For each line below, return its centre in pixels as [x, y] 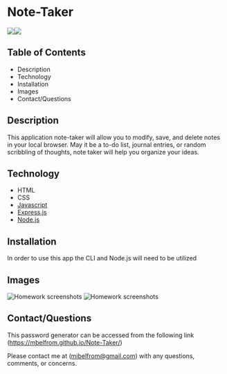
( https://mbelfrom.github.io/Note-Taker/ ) [65, 342]
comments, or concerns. [42, 363]
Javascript [32, 205]
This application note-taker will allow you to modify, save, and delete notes [114, 137]
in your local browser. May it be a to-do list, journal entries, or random [107, 144]
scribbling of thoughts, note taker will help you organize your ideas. [103, 152]
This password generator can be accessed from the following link [101, 335]
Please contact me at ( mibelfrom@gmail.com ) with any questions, [101, 356]
